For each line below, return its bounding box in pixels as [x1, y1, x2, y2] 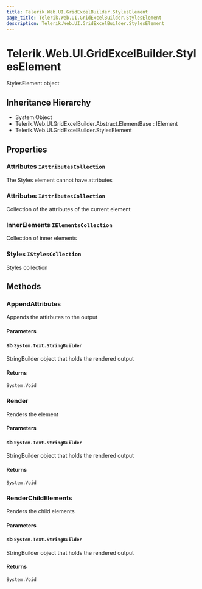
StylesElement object [6, 80, 60, 87]
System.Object [15, 114, 52, 121]
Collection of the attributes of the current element [6, 206, 131, 213]
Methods [6, 281, 41, 292]
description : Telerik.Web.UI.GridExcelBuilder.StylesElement [6, 20, 165, 26]
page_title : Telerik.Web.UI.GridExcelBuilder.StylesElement [6, 15, 162, 21]
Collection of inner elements [6, 234, 77, 242]
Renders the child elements [6, 507, 75, 515]
